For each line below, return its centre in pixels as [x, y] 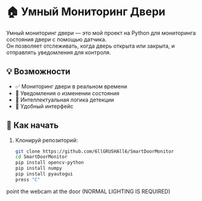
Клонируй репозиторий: [46, 140]
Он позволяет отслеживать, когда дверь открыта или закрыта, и [91, 46]
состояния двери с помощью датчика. [56, 39]
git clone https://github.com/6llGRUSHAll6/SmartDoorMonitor [95, 151]
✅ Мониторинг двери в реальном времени [71, 86]
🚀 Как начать [33, 126]
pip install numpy [38, 169]
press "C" [28, 180]
